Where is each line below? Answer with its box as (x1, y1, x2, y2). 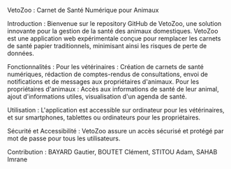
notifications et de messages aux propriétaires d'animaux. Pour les (7, 78, 200, 86)
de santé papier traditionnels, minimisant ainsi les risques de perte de (7, 42, 207, 50)
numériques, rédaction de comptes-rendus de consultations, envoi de (7, 70, 208, 78)
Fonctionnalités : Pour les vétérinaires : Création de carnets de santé (7, 63, 204, 71)
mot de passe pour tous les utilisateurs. (7, 134, 121, 142)
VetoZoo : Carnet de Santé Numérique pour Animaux (7, 6, 159, 14)
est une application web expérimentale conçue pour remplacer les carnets (7, 34, 221, 43)
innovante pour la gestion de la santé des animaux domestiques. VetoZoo (7, 27, 218, 35)
